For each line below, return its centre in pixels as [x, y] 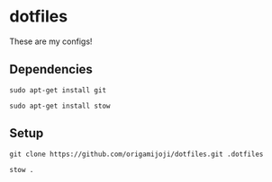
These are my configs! [51, 41]
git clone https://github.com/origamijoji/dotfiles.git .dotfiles [136, 154]
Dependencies [51, 69]
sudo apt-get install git [58, 90]
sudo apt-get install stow [60, 106]
